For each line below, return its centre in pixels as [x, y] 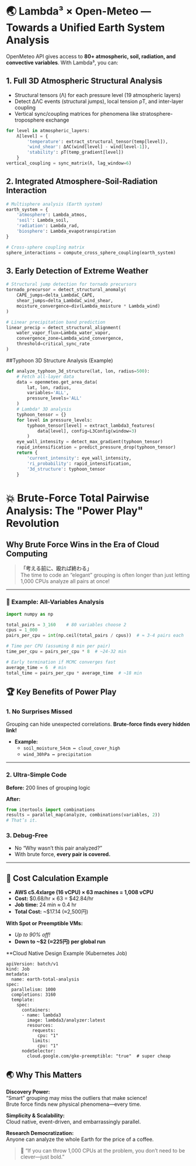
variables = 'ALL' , [48, 393]
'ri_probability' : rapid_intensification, [79, 463]
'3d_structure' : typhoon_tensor [66, 469]
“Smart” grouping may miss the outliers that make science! [77, 1098]
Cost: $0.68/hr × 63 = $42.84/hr [54, 899]
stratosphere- [156, 113]
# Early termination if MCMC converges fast [61, 662]
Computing [27, 553]
